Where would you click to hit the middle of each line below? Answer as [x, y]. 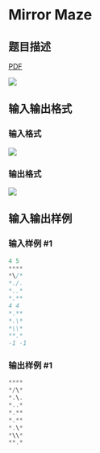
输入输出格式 [40, 109]
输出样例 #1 [30, 366]
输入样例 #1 [30, 243]
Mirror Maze [50, 15]
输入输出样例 [40, 219]
